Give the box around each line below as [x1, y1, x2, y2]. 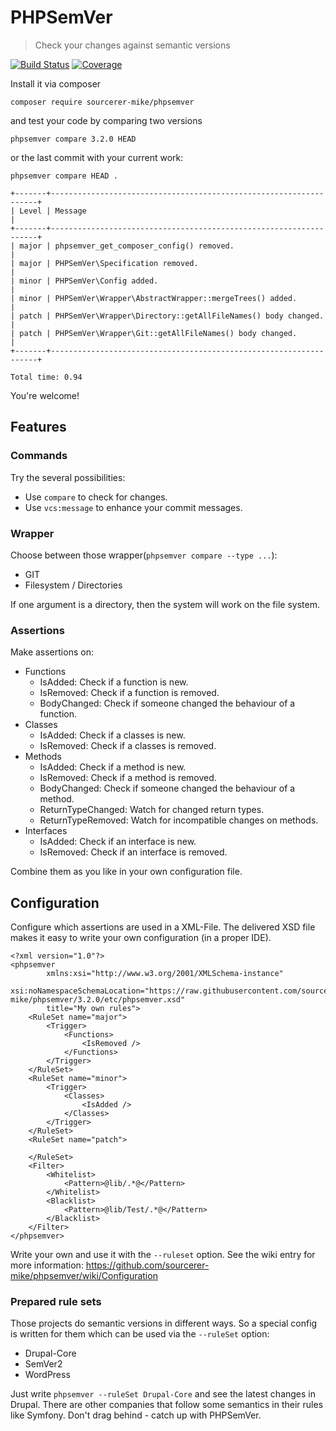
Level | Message [19, 206, 87, 216]
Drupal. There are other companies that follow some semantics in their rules [10, 1399, 324, 1411]
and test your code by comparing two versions [10, 114, 203, 126]
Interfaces [24, 825, 68, 837]
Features [10, 419, 67, 436]
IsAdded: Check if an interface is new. [39, 836, 197, 848]
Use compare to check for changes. [24, 491, 168, 503]
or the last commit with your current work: [10, 151, 184, 163]
